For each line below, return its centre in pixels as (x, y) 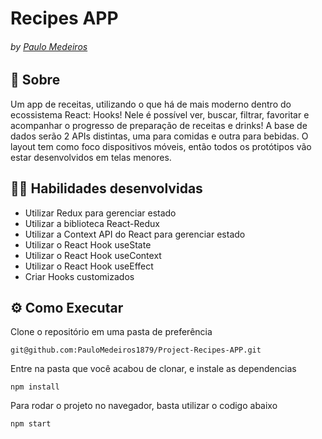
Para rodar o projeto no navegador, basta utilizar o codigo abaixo (144, 406)
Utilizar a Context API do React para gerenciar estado (135, 234)
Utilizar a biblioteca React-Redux (92, 223)
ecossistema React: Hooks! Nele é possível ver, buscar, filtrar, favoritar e (160, 114)
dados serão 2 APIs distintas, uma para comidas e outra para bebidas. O (159, 136)
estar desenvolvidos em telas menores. (91, 157)
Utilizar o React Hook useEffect (89, 266)
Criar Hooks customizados (79, 276)
